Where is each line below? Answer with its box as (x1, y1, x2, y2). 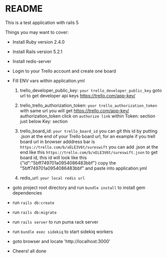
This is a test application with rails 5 (5, 19, 79, 25)
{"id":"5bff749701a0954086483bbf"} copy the (19, 159, 116, 165)
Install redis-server (12, 58, 51, 64)
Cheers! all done (12, 248, 46, 254)
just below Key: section (19, 118, 68, 124)
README (5, 3, 43, 14)
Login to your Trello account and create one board (12, 68, 116, 74)
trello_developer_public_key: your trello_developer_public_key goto (19, 87, 162, 93)
